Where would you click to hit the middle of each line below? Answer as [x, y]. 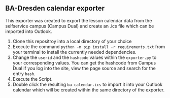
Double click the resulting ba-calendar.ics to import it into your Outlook [88, 84]
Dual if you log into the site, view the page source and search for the [84, 68]
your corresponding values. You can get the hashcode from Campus [84, 62]
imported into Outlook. [29, 31]
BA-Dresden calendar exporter [55, 8]
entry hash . [24, 74]
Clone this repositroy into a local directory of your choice [72, 41]
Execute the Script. [32, 79]
